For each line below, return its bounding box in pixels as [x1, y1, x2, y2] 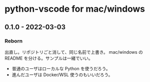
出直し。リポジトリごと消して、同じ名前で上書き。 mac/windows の [4, 49, 143, 55]
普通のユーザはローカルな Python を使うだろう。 [11, 65, 111, 71]
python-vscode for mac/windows [4, 3, 145, 15]
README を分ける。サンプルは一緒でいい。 [4, 55, 93, 61]
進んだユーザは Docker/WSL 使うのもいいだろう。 [11, 72, 113, 78]
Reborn [4, 38, 23, 44]
